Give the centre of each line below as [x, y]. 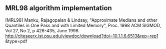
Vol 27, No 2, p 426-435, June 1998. [42, 30]
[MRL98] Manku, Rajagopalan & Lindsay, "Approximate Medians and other [81, 20]
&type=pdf [16, 41]
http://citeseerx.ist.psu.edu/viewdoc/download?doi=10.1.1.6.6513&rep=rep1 [82, 36]
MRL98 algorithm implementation [59, 8]
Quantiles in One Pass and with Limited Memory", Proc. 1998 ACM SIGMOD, [83, 25]
